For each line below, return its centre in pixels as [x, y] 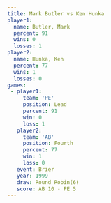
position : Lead [45, 105]
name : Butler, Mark [42, 27]
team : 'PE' [38, 98]
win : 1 [32, 157]
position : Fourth [48, 144]
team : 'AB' [38, 137]
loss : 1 [34, 124]
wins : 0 [25, 40]
